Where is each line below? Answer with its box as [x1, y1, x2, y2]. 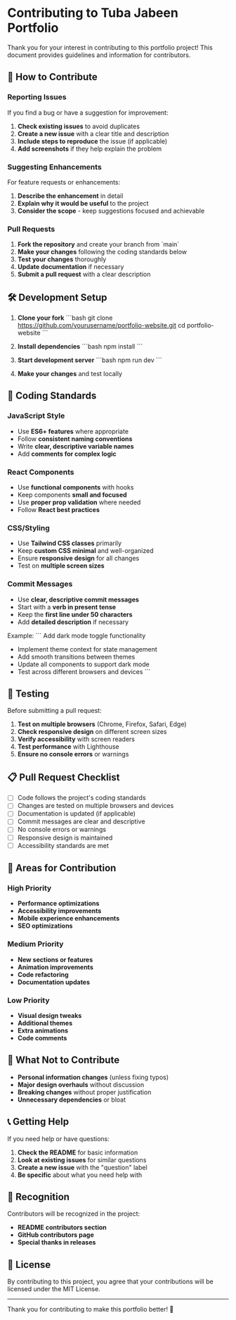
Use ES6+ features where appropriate [17, 427, 129, 435]
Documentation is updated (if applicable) [17, 809, 136, 818]
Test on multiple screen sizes [17, 561, 105, 570]
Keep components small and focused [17, 491, 128, 499]
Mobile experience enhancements [17, 914, 120, 923]
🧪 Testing [7, 688, 50, 699]
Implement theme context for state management [17, 645, 158, 653]
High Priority [7, 883, 52, 892]
